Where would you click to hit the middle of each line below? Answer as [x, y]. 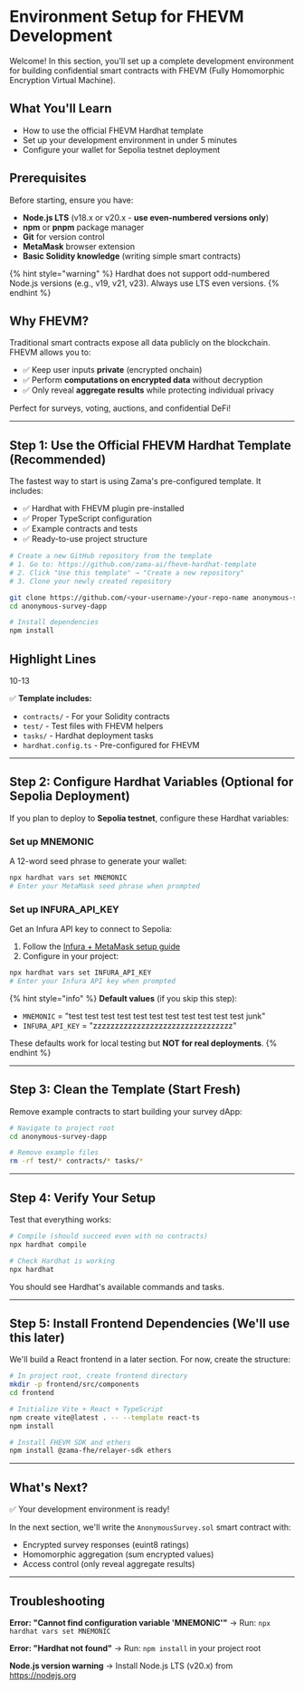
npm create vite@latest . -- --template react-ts [105, 1418]
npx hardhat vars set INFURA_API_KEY [81, 973]
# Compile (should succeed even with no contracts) [109, 1237]
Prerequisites [48, 178]
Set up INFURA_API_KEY [64, 909]
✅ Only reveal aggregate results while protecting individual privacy [148, 390]
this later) [37, 1338]
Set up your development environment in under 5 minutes [130, 140]
